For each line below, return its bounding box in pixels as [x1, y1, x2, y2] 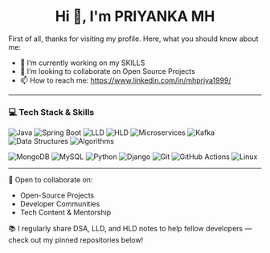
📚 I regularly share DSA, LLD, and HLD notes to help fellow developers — [8, 224, 252, 234]
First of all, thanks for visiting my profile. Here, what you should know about [8, 34, 259, 43]
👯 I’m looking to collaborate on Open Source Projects [19, 66, 195, 75]
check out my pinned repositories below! [8, 235, 144, 245]
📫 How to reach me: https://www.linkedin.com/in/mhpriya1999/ [19, 75, 231, 85]
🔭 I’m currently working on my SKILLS [19, 58, 145, 67]
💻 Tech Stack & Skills [8, 106, 95, 117]
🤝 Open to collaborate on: [8, 175, 93, 185]
